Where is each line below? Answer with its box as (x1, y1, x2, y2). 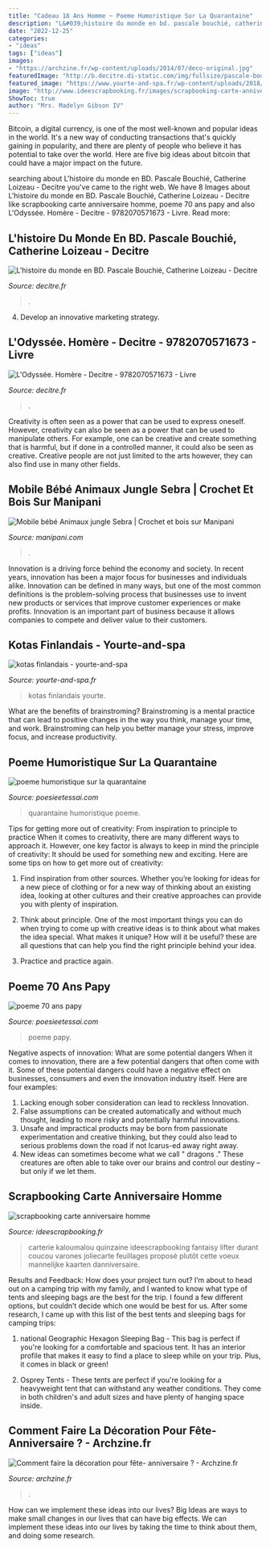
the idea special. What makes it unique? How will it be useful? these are (19, 932, 257, 942)
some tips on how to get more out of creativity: (8, 858, 164, 868)
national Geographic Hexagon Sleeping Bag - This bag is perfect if (19, 1334, 241, 1343)
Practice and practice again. (19, 956, 114, 966)
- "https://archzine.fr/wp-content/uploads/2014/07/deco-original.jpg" (8, 64, 253, 73)
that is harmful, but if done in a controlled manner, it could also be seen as (8, 442, 254, 451)
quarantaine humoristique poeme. (27, 808, 141, 818)
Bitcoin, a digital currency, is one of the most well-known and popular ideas (8, 124, 259, 134)
